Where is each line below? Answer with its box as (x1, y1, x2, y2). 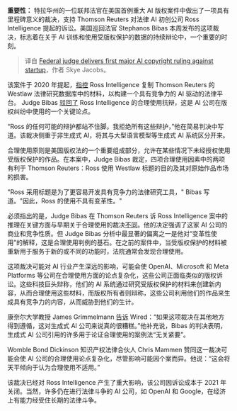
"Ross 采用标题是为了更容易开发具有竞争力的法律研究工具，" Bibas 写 (7, 188, 210, 196)
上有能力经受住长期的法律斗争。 (7, 396, 100, 404)
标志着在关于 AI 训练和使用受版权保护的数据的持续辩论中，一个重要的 (19, 33, 221, 41)
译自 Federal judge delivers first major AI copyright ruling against (24, 57, 214, 65)
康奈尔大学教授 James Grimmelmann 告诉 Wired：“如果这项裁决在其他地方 (7, 313, 225, 321)
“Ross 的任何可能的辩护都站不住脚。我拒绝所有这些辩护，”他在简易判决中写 (7, 123, 224, 130)
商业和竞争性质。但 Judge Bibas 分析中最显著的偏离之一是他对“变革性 (7, 230, 212, 237)
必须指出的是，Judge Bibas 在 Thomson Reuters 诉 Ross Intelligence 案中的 (7, 212, 229, 220)
